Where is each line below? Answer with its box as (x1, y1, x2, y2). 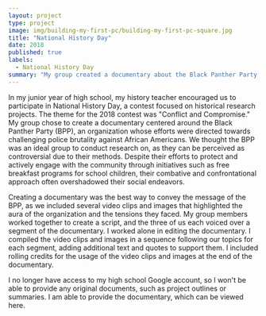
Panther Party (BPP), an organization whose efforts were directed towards (8, 126, 251, 136)
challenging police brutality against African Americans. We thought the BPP (8, 134, 256, 144)
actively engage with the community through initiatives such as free (8, 160, 230, 169)
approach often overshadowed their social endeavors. (8, 176, 185, 187)
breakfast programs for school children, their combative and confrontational (8, 168, 256, 178)
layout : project (8, 11, 62, 20)
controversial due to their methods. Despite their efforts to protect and (8, 152, 238, 161)
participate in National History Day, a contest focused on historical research (8, 101, 256, 110)
